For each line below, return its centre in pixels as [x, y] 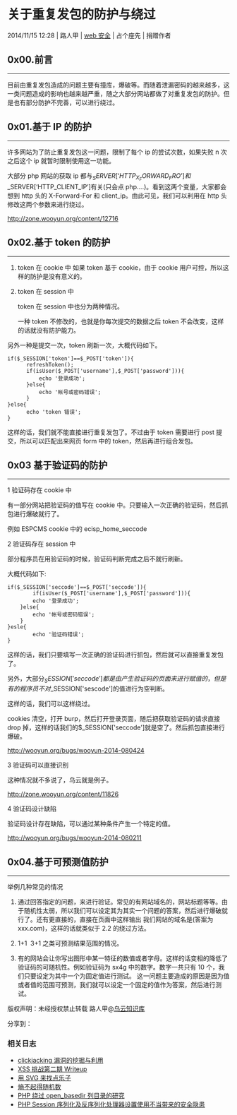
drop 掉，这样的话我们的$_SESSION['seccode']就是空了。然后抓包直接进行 [116, 727]
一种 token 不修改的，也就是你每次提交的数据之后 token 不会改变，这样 [121, 321]
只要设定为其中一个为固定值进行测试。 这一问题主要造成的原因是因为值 [127, 976]
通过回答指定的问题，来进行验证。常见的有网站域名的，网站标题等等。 [120, 902]
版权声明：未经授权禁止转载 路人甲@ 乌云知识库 [76, 1008]
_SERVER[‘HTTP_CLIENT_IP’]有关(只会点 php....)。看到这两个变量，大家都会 [117, 186]
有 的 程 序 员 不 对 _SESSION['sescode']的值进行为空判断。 [88, 688]
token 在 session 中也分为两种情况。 [70, 306]
